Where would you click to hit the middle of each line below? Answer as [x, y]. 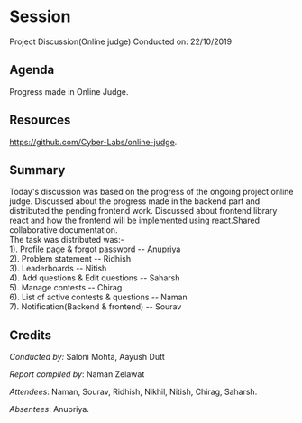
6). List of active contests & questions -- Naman [98, 297]
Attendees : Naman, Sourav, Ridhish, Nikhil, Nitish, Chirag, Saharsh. [133, 392]
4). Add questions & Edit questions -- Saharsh [95, 278]
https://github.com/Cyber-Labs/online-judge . [93, 142]
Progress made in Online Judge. [69, 91]
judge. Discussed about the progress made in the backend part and [135, 201]
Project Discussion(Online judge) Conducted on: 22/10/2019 [121, 41]
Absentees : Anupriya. [50, 409]
